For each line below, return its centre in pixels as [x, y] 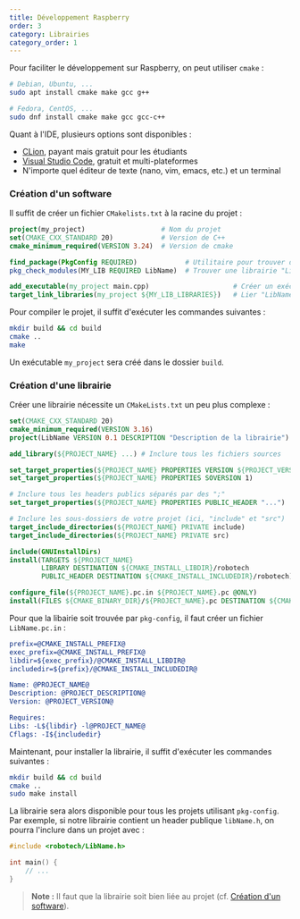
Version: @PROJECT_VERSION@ [62, 702]
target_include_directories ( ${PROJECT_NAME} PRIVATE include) [127, 527]
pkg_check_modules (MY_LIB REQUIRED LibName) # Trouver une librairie [143, 270]
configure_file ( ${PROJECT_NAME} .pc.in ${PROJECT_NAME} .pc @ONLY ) [133, 593]
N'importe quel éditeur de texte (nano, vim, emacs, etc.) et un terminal [151, 170]
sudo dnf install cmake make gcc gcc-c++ [87, 117]
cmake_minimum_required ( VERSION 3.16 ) [81, 429]
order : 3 [25, 26]
